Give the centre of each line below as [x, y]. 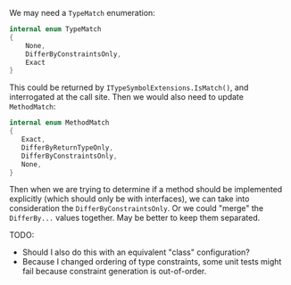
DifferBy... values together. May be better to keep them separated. [135, 218]
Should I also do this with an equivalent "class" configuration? [136, 252]
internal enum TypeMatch [55, 29]
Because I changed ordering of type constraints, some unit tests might [152, 262]
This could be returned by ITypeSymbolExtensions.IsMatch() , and [129, 87]
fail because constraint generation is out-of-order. [114, 272]
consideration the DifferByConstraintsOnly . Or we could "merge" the [137, 208]
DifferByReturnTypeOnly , [67, 147]
